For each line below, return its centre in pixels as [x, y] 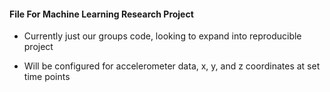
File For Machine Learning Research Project [101, 14]
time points [47, 77]
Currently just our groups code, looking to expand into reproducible [162, 36]
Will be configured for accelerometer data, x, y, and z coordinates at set [172, 66]
